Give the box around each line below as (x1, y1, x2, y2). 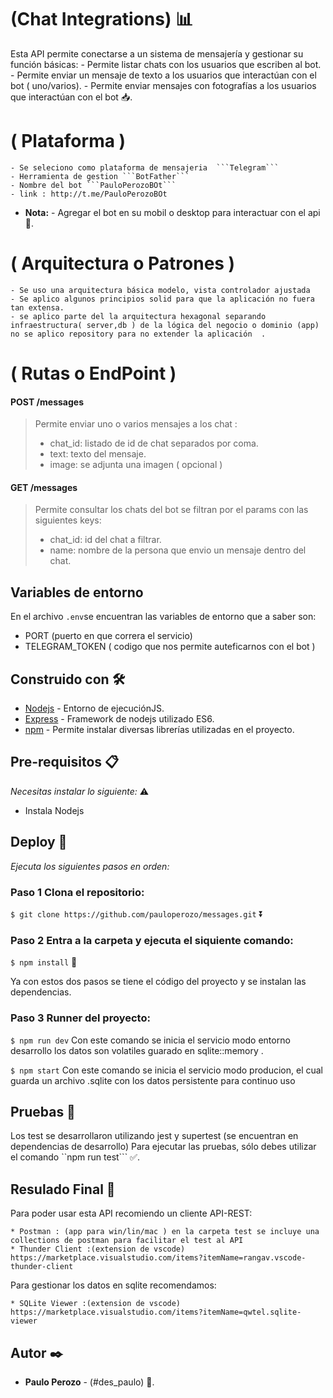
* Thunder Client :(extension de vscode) (10, 1244, 186, 1255)
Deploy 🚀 (10, 834, 68, 851)
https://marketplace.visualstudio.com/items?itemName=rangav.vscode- (10, 1253, 307, 1263)
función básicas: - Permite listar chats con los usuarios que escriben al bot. (10, 58, 322, 70)
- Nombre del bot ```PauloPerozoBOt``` (10, 180, 177, 190)
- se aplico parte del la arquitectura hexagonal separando (10, 311, 267, 321)
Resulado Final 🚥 (10, 1181, 116, 1198)
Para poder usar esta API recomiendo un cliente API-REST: (10, 1207, 253, 1220)
